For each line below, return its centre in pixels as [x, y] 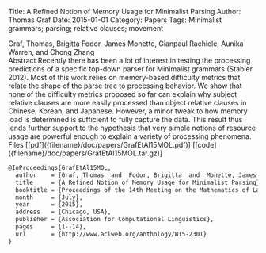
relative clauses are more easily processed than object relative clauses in [127, 103]
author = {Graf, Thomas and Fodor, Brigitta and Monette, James [136, 175]
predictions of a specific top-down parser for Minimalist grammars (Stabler [131, 69]
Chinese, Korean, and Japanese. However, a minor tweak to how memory [128, 111]
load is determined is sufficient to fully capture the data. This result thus [125, 119]
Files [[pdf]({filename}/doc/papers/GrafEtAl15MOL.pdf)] [100, 145]
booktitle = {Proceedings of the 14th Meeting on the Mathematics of [132, 190]
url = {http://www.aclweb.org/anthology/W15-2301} [111, 234]
